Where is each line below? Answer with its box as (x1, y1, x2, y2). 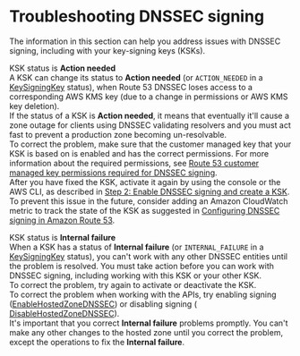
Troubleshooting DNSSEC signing (9, 6, 265, 27)
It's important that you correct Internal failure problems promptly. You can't (9, 318, 288, 328)
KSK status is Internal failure (9, 232, 116, 242)
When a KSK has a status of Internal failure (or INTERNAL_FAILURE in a (9, 242, 264, 252)
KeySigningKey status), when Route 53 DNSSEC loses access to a (9, 81, 253, 92)
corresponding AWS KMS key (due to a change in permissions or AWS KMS (9, 91, 288, 102)
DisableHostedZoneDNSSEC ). (9, 308, 120, 318)
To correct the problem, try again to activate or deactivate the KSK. (9, 279, 257, 290)
